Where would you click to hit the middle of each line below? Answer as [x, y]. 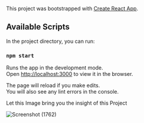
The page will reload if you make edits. [53, 85]
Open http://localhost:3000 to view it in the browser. [70, 74]
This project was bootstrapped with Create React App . [72, 9]
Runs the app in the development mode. [55, 68]
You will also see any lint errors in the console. [63, 92]
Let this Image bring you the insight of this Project [67, 103]
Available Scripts [38, 27]
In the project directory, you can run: [50, 41]
